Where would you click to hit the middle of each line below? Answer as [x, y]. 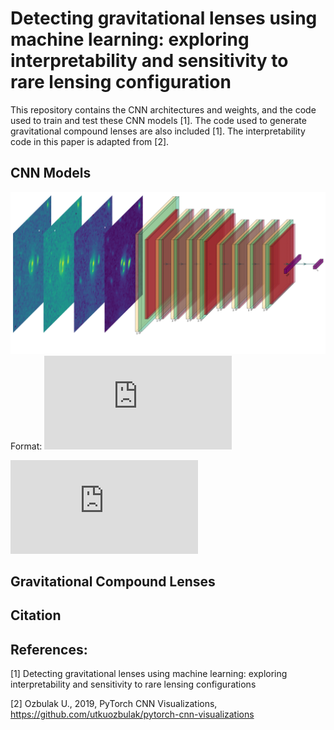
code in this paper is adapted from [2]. [90, 141]
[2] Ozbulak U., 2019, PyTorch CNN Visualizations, [114, 704]
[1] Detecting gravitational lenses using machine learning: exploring [149, 674]
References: [49, 649]
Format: [26, 446]
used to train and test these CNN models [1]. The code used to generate [158, 120]
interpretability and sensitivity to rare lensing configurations [133, 684]
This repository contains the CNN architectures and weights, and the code [163, 109]
